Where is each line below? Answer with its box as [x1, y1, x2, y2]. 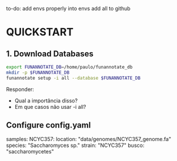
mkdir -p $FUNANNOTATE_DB [6, 70, 69, 76]
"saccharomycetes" [6, 148, 54, 155]
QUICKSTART [6, 26, 74, 39]
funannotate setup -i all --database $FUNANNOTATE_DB [6, 75, 141, 81]
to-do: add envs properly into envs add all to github [6, 5, 131, 12]
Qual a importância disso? [14, 97, 78, 104]
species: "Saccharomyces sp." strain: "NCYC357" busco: [6, 142, 145, 149]
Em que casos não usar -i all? [14, 103, 86, 110]
